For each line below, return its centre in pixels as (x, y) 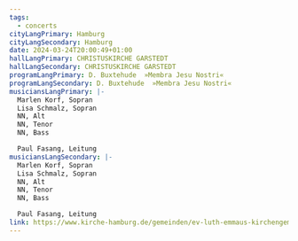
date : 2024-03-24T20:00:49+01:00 (71, 51)
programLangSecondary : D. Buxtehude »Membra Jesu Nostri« (121, 83)
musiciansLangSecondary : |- (61, 157)
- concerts (37, 26)
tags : (19, 17)
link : (19, 222)
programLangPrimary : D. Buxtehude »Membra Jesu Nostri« (117, 75)
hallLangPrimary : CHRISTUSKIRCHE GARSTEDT (89, 58)
